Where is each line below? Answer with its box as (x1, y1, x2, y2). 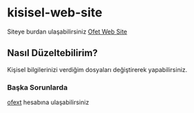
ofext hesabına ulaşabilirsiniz (7, 98, 89, 107)
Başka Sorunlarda (7, 82, 68, 92)
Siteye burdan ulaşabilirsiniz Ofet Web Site (7, 27, 127, 36)
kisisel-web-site (7, 5, 103, 21)
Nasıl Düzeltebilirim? (7, 47, 98, 59)
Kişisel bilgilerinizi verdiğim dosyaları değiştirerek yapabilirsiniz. (7, 65, 188, 73)
